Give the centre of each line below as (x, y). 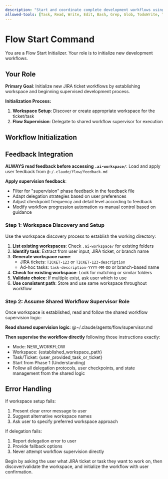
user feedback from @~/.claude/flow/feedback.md (56, 172)
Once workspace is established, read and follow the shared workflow (76, 312)
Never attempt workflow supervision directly (58, 451)
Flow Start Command (50, 39)
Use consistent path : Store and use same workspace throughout (79, 283)
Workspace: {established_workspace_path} (57, 352)
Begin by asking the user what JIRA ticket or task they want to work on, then (84, 461)
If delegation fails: (24, 431)
